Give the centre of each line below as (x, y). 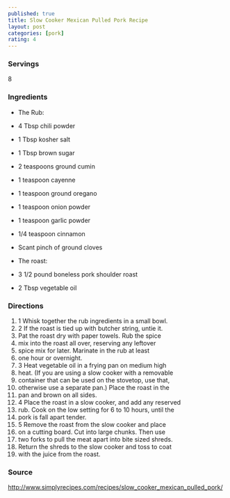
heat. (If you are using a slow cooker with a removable (96, 373)
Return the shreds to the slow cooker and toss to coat (95, 447)
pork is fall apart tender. (52, 417)
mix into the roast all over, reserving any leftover (87, 343)
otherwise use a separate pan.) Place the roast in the (93, 388)
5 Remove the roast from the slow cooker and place (92, 425)
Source (20, 472)
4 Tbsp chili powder (47, 125)
